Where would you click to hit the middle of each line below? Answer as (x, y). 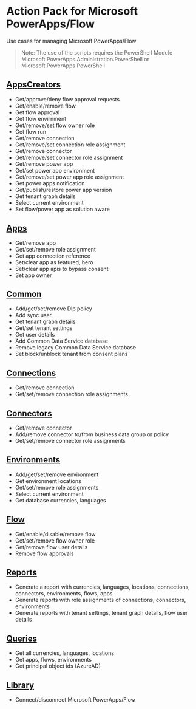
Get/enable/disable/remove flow (55, 534)
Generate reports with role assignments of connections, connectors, (100, 600)
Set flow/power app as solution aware (63, 209)
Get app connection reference (53, 256)
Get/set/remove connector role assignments (70, 441)
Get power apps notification (50, 183)
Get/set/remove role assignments (57, 487)
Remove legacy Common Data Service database (76, 348)
